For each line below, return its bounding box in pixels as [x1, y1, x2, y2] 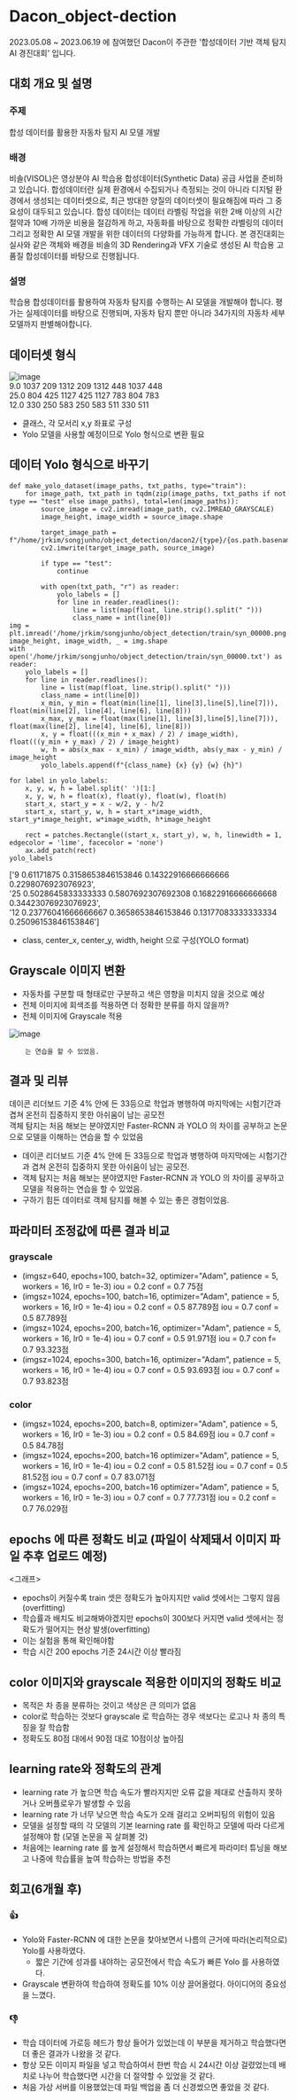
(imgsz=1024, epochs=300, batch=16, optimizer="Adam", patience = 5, [21, 1354, 281, 1365]
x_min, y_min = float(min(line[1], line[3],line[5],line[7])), [41, 699, 278, 707]
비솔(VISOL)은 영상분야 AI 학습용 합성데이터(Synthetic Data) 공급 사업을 [9, 173, 260, 183]
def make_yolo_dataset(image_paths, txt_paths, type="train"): [9, 481, 247, 490]
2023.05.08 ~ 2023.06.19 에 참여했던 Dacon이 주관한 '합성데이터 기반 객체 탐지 [9, 36, 287, 47]
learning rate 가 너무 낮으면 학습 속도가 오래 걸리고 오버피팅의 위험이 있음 [21, 1808, 276, 1819]
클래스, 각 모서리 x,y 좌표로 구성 [21, 418, 133, 429]
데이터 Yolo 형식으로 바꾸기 [9, 457, 149, 472]
